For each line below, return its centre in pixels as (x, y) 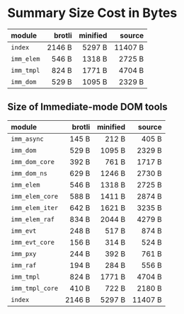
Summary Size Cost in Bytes (92, 13)
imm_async (27, 139)
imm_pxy (24, 254)
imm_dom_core (33, 162)
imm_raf (24, 265)
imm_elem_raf (33, 219)
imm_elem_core (35, 196)
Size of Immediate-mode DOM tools (87, 107)
